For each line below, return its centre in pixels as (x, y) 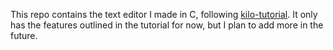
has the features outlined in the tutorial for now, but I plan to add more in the (167, 25)
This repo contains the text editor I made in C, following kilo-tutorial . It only (164, 14)
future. (24, 35)
